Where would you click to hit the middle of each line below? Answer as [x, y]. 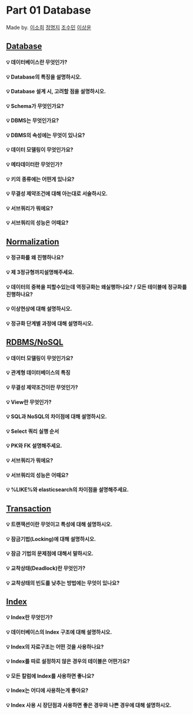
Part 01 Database [49, 10]
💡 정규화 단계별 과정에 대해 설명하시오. [50, 323]
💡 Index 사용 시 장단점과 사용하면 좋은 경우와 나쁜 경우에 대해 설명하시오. [89, 705]
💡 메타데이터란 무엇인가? [34, 164]
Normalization [33, 242]
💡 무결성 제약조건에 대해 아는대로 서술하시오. [57, 194]
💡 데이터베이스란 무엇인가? [37, 62]
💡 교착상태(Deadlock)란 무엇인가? [46, 568]
